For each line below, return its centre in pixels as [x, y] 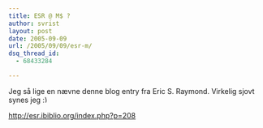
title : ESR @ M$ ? [39, 16]
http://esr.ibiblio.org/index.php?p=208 [72, 115]
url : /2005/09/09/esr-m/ [50, 46]
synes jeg [25, 100]
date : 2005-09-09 [38, 38]
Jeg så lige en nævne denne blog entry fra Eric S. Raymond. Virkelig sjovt [131, 91]
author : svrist [34, 23]
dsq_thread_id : [34, 53]
